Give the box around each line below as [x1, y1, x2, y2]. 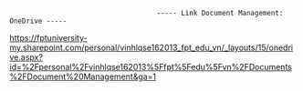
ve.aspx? [9, 52, 44, 63]
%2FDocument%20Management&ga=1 [9, 71, 157, 82]
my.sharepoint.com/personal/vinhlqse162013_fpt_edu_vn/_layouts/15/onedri [9, 42, 294, 53]
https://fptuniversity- [9, 33, 89, 43]
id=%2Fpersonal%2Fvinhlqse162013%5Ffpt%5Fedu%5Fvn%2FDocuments [9, 62, 292, 72]
